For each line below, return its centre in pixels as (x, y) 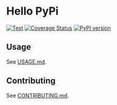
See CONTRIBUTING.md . (38, 95)
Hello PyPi (32, 11)
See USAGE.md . (26, 61)
